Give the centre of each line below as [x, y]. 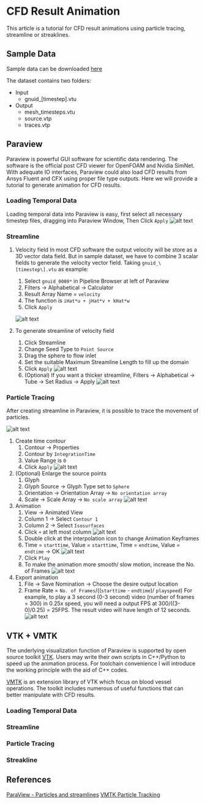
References [29, 780]
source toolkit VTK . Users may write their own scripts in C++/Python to [96, 657]
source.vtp [38, 118]
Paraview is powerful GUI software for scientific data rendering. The [92, 159]
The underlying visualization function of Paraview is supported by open [96, 650]
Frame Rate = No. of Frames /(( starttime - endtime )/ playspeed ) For [108, 590]
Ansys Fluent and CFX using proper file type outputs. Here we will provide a [102, 178]
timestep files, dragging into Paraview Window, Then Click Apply [87, 220]
